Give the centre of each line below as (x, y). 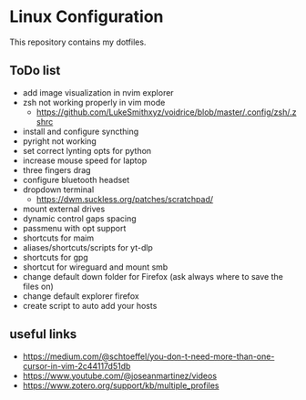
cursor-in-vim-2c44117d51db (76, 365)
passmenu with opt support (74, 228)
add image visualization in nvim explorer (98, 92)
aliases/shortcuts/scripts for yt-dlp (87, 247)
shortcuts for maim (58, 238)
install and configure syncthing (81, 131)
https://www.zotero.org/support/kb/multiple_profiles (121, 385)
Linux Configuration (87, 17)
